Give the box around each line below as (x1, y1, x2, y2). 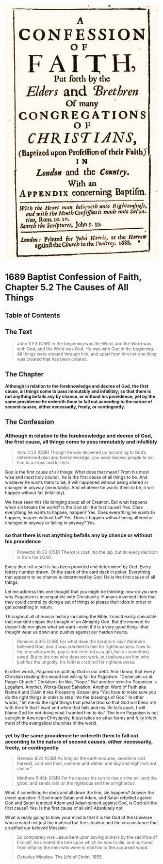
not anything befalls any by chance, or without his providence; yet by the (5, 393, 155, 399)
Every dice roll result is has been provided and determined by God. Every (5, 563, 151, 570)
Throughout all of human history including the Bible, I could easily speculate (5, 613, 157, 619)
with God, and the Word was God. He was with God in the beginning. (16, 346, 154, 352)
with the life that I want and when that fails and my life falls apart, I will (5, 704, 146, 711)
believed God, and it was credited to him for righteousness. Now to (16, 644, 151, 649)
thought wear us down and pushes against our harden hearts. (5, 629, 129, 635)
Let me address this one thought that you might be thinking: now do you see (5, 589, 158, 594)
